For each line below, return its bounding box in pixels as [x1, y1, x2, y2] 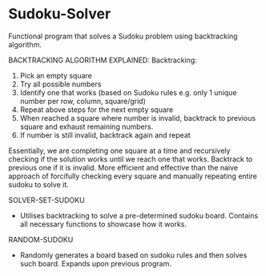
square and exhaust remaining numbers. [19, 122, 154, 131]
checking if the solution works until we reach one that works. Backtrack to [8, 154, 253, 164]
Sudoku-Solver [8, 5, 111, 23]
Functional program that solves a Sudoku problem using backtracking [8, 31, 238, 41]
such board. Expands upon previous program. [19, 258, 172, 268]
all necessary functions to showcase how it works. [19, 219, 187, 229]
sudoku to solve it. [8, 179, 70, 189]
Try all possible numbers [19, 79, 102, 89]
